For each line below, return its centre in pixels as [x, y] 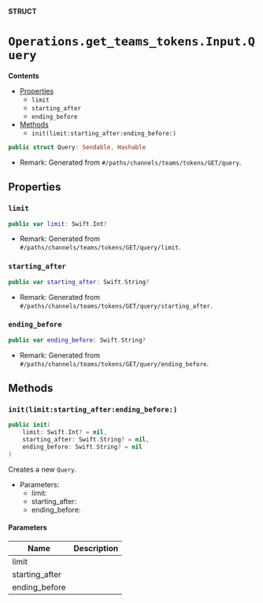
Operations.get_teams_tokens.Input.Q [132, 42]
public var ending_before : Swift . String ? [77, 340]
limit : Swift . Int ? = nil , [65, 432]
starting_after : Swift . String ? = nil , [86, 440]
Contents [24, 76]
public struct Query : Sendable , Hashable [77, 147]
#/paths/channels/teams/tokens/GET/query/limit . [100, 247]
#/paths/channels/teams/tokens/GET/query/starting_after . [116, 305]
